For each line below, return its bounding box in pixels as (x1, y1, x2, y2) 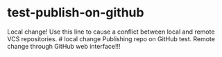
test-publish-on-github (7, 5, 144, 21)
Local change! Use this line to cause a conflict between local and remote (7, 27, 215, 36)
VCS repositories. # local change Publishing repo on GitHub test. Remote (7, 34, 215, 43)
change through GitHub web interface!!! (7, 42, 121, 50)
